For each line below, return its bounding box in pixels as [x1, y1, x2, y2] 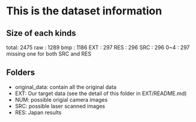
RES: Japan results [14, 109, 62, 116]
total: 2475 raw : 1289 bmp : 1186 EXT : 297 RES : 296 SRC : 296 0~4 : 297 [6, 44, 190, 51]
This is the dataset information [6, 4, 162, 18]
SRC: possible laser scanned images [14, 102, 105, 109]
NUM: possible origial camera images [14, 96, 108, 103]
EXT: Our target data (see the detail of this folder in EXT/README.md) [14, 90, 187, 97]
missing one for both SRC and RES [6, 50, 92, 57]
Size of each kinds [6, 28, 76, 38]
